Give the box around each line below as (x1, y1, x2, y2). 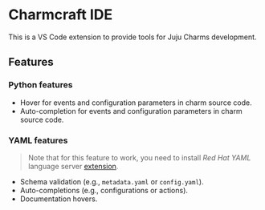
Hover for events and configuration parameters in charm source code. (19, 98, 252, 107)
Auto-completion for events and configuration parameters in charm (19, 106, 243, 115)
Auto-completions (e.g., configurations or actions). (19, 185, 189, 195)
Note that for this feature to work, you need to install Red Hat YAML (27, 152, 251, 162)
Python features (8, 79, 73, 91)
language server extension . (27, 161, 119, 171)
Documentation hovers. (19, 194, 98, 204)
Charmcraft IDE (8, 6, 113, 24)
